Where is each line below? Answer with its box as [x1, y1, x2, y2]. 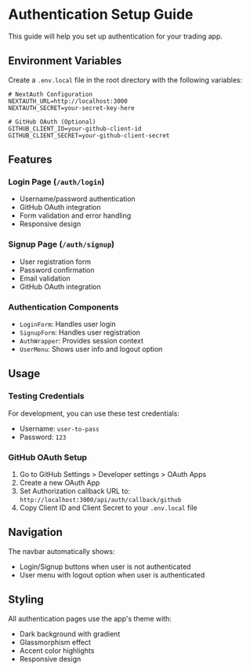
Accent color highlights [19, 646, 95, 655]
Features [8, 153, 53, 167]
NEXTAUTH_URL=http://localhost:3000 [8, 97, 128, 105]
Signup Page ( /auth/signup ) [8, 239, 115, 250]
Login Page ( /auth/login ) [8, 177, 105, 188]
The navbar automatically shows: [8, 546, 115, 555]
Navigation [8, 526, 63, 539]
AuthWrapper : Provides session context [19, 336, 143, 346]
